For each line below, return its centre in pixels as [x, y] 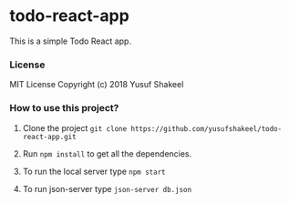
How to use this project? [64, 108]
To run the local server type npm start [94, 171]
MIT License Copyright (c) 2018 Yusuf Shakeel [97, 85]
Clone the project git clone [75, 127]
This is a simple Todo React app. [71, 41]
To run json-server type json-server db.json [107, 188]
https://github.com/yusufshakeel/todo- [206, 128]
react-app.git [49, 137]
